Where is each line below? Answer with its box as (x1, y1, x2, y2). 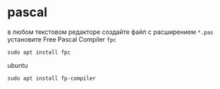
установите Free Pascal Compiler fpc (7, 35, 116, 43)
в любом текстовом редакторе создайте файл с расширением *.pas (7, 28, 214, 36)
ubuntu (7, 61, 28, 69)
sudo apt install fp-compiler (7, 75, 97, 82)
